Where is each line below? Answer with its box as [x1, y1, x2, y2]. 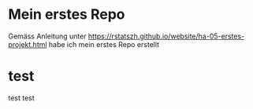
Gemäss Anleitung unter [8, 31, 87, 41]
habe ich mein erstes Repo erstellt [48, 39, 160, 49]
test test [8, 93, 35, 103]
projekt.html [8, 39, 47, 49]
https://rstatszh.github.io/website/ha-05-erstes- [87, 31, 245, 41]
